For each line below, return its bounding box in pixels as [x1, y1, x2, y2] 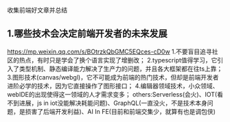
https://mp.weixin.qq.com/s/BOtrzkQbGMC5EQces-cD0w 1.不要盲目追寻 [7, 47, 213, 56]
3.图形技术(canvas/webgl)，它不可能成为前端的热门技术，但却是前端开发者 [7, 73, 219, 81]
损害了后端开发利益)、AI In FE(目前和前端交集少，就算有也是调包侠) [25, 107, 216, 115]
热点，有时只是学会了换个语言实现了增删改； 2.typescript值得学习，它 [19, 56, 218, 64]
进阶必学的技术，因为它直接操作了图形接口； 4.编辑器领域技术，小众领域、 [7, 82, 219, 90]
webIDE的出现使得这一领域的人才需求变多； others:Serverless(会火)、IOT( [7, 90, 218, 98]
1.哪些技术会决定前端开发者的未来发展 [7, 28, 168, 40]
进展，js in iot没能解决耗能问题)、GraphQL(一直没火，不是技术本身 [19, 99, 207, 107]
